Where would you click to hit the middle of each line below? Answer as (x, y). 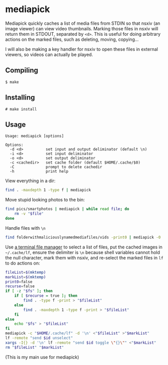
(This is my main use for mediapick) (42, 357)
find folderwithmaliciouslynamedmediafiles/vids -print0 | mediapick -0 (83, 237)
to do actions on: (23, 263)
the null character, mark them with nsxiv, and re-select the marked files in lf (84, 257)
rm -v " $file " (29, 214)
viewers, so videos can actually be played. (49, 55)
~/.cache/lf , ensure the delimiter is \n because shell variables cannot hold (82, 252)
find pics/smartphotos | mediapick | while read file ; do (67, 209)
